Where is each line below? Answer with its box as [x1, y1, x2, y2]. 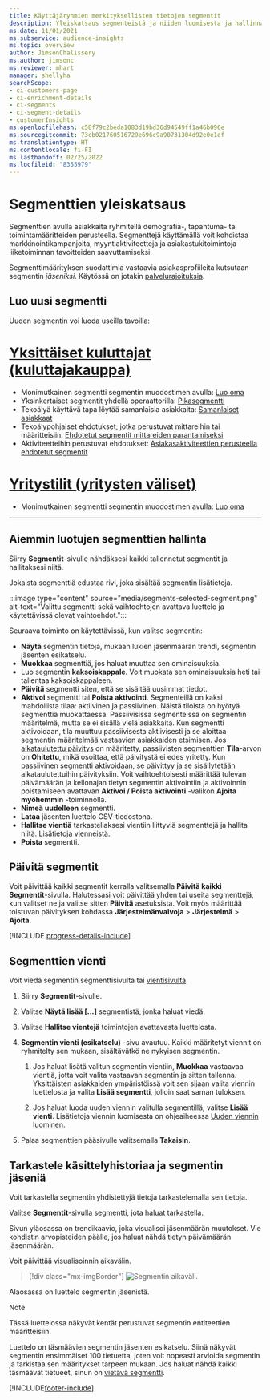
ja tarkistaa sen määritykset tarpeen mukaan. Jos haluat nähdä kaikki [9, 1359, 237, 1369]
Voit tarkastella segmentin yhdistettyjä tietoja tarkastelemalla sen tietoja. [9, 1192, 248, 1202]
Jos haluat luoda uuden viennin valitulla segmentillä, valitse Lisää [32, 1103, 248, 1112]
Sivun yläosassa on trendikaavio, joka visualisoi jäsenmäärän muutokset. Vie [9, 1224, 261, 1233]
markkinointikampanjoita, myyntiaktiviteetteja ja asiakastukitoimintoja [9, 239, 237, 248]
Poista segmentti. [20, 837, 79, 846]
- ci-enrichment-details [9, 94, 92, 102]
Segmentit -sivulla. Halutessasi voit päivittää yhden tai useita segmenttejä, [9, 890, 255, 900]
